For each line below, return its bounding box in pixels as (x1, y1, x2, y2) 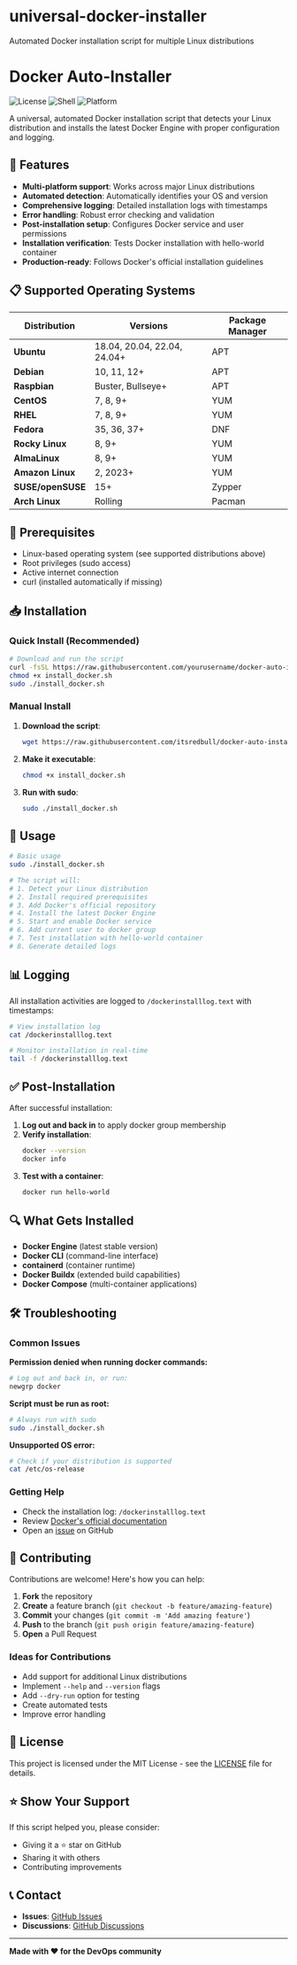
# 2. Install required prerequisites (9, 892, 148, 901)
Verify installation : (21, 1129, 92, 1139)
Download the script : (21, 720, 101, 731)
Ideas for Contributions (9, 1650, 111, 1663)
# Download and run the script (9, 655, 125, 664)
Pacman (211, 494, 246, 507)
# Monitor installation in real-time (9, 1046, 148, 1055)
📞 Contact (9, 1887, 62, 1902)
